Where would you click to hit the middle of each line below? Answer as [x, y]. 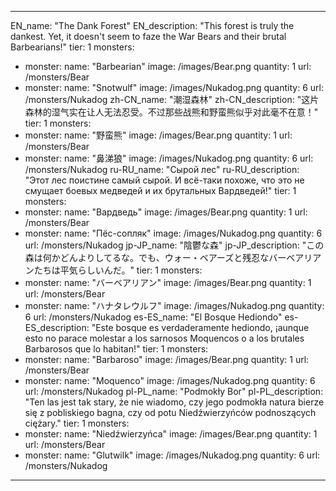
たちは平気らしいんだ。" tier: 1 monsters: [118, 270]
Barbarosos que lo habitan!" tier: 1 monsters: [116, 349]
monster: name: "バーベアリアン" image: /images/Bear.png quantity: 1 [168, 282]
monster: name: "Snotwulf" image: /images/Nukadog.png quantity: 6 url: [174, 87]
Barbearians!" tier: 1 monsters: [72, 47]
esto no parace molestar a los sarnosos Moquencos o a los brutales [164, 338]
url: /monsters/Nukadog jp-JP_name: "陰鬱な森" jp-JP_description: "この [174, 245]
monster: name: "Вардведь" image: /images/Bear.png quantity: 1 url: [166, 212]
